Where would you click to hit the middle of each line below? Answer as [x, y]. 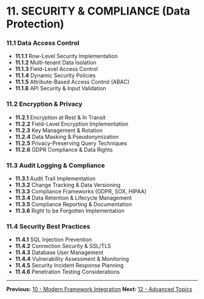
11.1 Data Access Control [43, 43]
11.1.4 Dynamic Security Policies [55, 76]
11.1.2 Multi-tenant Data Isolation [56, 62]
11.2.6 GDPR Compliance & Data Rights [64, 149]
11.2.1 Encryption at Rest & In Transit [60, 117]
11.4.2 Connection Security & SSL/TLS [63, 246]
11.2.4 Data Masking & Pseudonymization [67, 136]
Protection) [36, 24]
